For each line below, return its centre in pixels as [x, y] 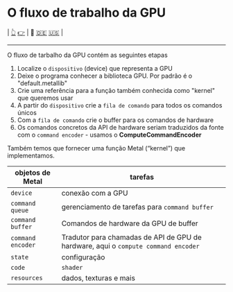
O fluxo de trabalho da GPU [87, 13]
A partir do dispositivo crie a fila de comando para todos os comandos [120, 105]
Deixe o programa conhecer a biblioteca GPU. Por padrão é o [105, 76]
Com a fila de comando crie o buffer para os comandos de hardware [115, 120]
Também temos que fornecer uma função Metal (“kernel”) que [96, 148]
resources [27, 278]
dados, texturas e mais [98, 277]
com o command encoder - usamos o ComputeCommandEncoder [109, 135]
